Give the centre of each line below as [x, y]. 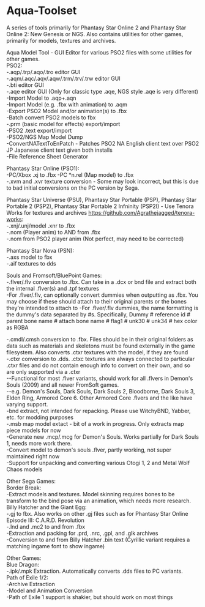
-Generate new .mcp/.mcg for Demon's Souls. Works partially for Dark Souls [102, 437]
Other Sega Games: [31, 481]
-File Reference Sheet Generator [47, 156]
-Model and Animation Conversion [50, 590]
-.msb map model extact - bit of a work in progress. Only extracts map [95, 423]
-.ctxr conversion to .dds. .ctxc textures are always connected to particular [100, 359]
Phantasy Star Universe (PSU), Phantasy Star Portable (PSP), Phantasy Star [102, 199]
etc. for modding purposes [40, 417]
